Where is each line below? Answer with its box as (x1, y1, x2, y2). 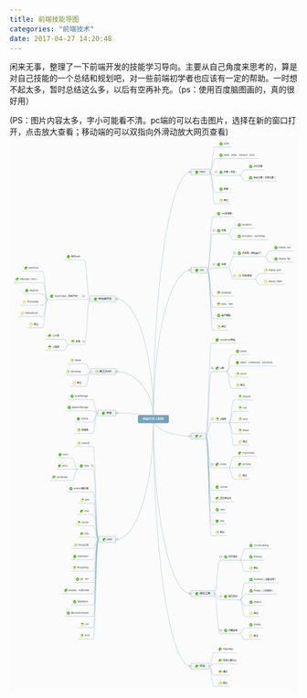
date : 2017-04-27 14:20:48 (9, 34, 112, 43)
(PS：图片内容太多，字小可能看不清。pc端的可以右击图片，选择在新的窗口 (9, 115, 289, 126)
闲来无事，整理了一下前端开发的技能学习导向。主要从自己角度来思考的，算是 (9, 61, 298, 72)
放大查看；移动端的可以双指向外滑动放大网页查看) (40, 126, 229, 137)
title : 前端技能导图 (9, 15, 79, 24)
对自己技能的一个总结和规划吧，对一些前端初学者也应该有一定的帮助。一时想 (9, 73, 298, 84)
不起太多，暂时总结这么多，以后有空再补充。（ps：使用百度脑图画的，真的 (9, 84, 287, 95)
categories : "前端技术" (9, 24, 94, 34)
